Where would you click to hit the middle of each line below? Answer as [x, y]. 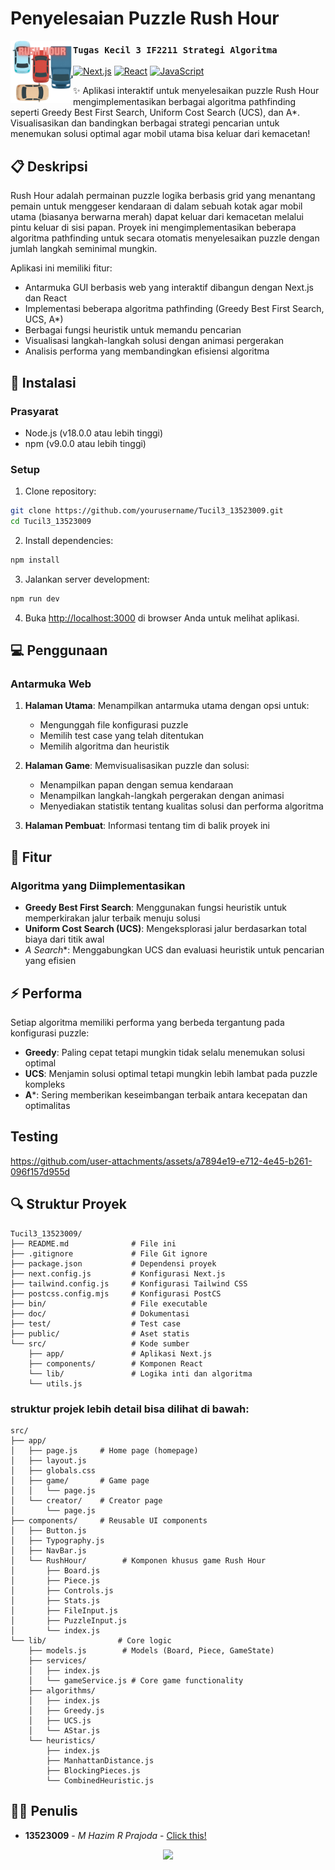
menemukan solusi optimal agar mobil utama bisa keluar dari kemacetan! [160, 134]
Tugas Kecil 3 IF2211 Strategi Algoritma [175, 50]
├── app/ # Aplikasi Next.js [120, 1353]
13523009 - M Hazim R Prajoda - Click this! [115, 1835]
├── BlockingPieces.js [93, 1770]
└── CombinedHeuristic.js [100, 1780]
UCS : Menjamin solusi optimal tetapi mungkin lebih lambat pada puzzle [171, 1073]
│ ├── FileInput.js [64, 1610]
